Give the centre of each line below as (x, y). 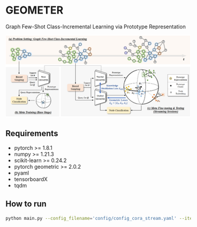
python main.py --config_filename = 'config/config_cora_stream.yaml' (91, 218)
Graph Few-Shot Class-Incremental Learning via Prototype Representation (96, 27)
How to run (26, 204)
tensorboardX (31, 179)
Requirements (32, 134)
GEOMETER (34, 10)
